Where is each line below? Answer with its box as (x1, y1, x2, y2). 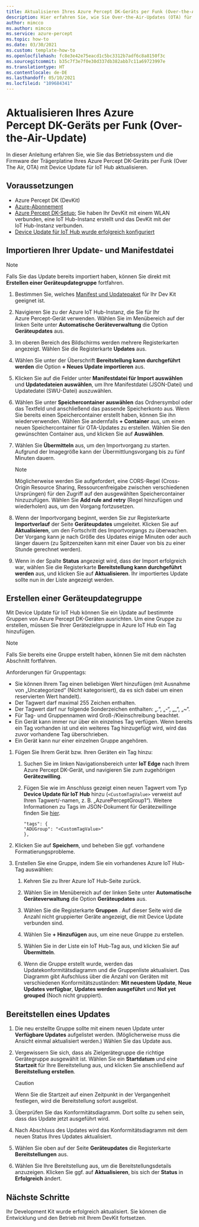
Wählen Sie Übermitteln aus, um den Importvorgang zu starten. (14, 441, 171, 449)
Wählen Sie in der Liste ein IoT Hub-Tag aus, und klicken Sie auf (23, 942, 179, 950)
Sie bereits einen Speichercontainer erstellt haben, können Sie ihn (14, 411, 176, 418)
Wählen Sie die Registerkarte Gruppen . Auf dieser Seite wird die (23, 907, 182, 914)
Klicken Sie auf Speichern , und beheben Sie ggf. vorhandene (14, 842, 165, 849)
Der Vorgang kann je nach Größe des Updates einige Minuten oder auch (14, 533, 191, 540)
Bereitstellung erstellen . (14, 1068, 76, 1075)
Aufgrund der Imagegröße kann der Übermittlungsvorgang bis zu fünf (14, 448, 185, 455)
